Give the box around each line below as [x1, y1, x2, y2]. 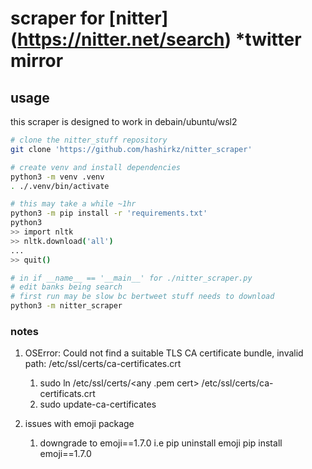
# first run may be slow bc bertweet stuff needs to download [10, 292, 275, 302]
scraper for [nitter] [10, 7, 169, 30]
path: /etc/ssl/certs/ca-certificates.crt [24, 358, 182, 370]
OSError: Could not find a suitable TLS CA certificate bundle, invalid [24, 347, 304, 359]
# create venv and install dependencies [10, 162, 182, 172]
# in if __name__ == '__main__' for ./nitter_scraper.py [10, 273, 253, 283]
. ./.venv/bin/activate [10, 181, 110, 191]
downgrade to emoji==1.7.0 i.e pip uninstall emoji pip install [39, 437, 283, 449]
